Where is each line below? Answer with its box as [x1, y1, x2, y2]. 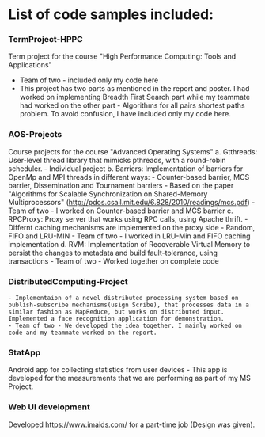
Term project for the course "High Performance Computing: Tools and [8, 51, 237, 61]
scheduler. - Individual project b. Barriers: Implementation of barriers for [8, 164, 244, 173]
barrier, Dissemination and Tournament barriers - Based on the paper [8, 180, 234, 190]
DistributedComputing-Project [8, 275, 128, 287]
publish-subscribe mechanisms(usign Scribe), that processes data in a [8, 301, 249, 310]
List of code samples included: [8, 6, 214, 24]
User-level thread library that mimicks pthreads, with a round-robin [8, 155, 227, 165]
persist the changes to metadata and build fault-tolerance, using [8, 248, 218, 257]
